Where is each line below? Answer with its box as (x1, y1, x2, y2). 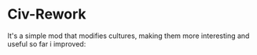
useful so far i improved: (7, 39, 86, 48)
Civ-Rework (7, 5, 87, 23)
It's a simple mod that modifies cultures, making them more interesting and (7, 31, 250, 40)
